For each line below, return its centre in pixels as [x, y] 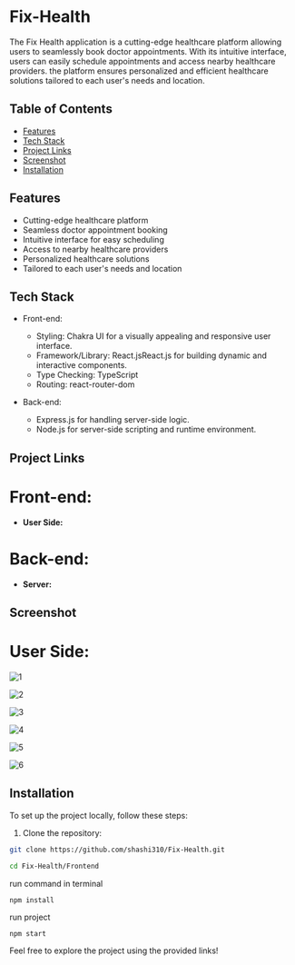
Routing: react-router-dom [85, 384]
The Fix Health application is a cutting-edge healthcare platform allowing [146, 42]
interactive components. [81, 365]
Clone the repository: [62, 832]
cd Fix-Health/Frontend [54, 866]
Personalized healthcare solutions [86, 259]
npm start [28, 933]
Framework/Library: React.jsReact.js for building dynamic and [152, 355]
